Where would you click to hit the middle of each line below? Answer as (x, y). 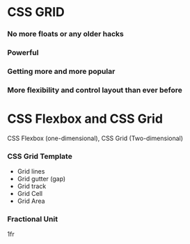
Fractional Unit (32, 219)
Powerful (23, 53)
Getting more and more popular (61, 71)
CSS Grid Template (40, 156)
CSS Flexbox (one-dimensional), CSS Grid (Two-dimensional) (95, 138)
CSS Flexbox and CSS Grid (85, 119)
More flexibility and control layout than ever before (95, 90)
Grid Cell (30, 194)
